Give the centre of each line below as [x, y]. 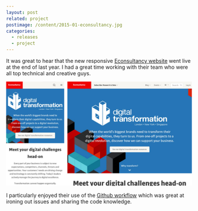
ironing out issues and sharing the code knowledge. [69, 201]
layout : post [22, 12]
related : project [27, 19]
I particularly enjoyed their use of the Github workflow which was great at [95, 195]
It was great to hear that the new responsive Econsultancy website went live [98, 61]
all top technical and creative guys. [49, 73]
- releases [25, 37]
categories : [21, 31]
